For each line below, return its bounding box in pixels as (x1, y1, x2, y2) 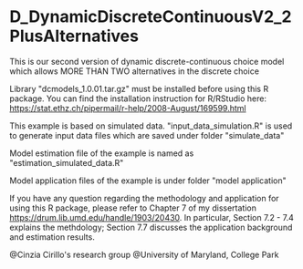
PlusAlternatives (9, 26, 140, 47)
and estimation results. (9, 231, 96, 243)
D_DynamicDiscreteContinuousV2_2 (9, 6, 292, 27)
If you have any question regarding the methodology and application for (9, 192, 280, 203)
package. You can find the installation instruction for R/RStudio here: (9, 93, 267, 104)
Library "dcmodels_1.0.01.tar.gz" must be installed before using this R (9, 83, 269, 94)
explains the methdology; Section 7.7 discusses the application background (9, 222, 293, 233)
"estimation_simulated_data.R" (9, 157, 124, 168)
